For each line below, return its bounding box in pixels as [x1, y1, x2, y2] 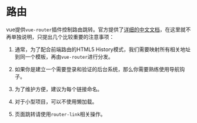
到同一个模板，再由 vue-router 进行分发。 [14, 53, 113, 60]
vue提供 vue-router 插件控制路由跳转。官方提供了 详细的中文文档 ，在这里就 [6, 26, 186, 33]
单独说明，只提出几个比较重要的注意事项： [11, 33, 115, 40]
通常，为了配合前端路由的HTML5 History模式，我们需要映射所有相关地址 [14, 45, 191, 53]
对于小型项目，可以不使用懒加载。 [14, 98, 98, 105]
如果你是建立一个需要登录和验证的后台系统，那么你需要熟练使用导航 [14, 65, 180, 72]
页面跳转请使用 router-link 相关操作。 [14, 110, 106, 118]
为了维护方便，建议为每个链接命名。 [14, 85, 103, 92]
